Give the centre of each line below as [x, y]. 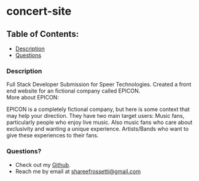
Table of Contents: [43, 34]
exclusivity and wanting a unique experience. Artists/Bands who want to [98, 129]
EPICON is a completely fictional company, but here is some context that [98, 109]
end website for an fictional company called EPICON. [73, 91]
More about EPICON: [33, 98]
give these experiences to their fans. [53, 136]
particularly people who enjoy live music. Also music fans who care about [99, 122]
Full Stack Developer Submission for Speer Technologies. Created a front [99, 85]
